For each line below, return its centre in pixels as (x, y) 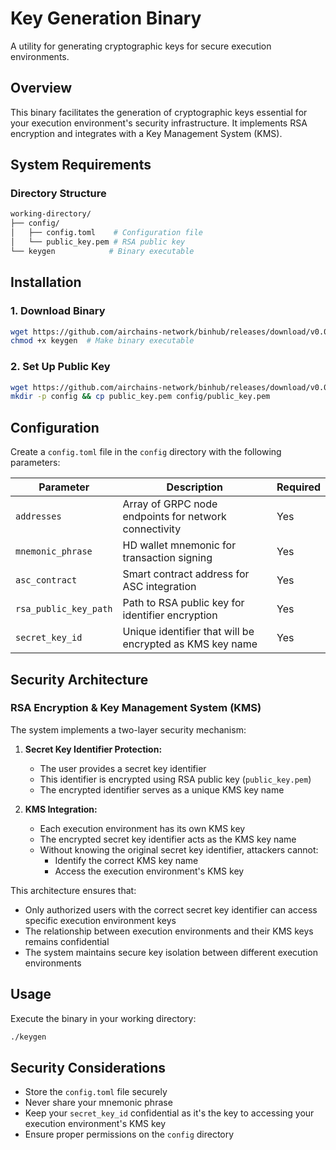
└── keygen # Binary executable (102, 251)
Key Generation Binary (106, 18)
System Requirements (81, 165)
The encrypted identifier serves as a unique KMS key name (162, 789)
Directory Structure (58, 194)
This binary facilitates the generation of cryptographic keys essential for (159, 112)
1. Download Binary (58, 311)
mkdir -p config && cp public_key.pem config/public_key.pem (140, 397)
